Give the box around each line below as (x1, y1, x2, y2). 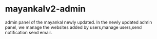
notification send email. (5, 29, 52, 35)
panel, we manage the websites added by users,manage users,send (5, 24, 142, 30)
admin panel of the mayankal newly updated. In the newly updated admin (5, 19, 152, 25)
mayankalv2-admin (5, 3, 86, 14)
